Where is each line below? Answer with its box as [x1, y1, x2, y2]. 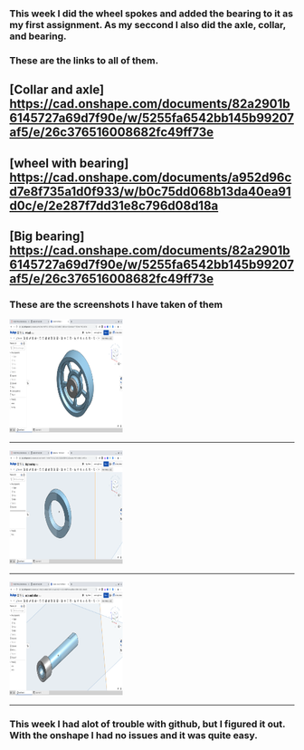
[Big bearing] [9, 229, 85, 245]
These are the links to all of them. [9, 53, 159, 66]
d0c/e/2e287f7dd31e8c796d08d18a [9, 197, 219, 213]
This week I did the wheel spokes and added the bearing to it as [9, 7, 294, 20]
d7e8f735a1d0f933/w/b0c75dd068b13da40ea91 [9, 184, 291, 199]
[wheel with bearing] [9, 155, 129, 170]
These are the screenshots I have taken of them [9, 298, 223, 311]
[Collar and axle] [9, 82, 105, 98]
